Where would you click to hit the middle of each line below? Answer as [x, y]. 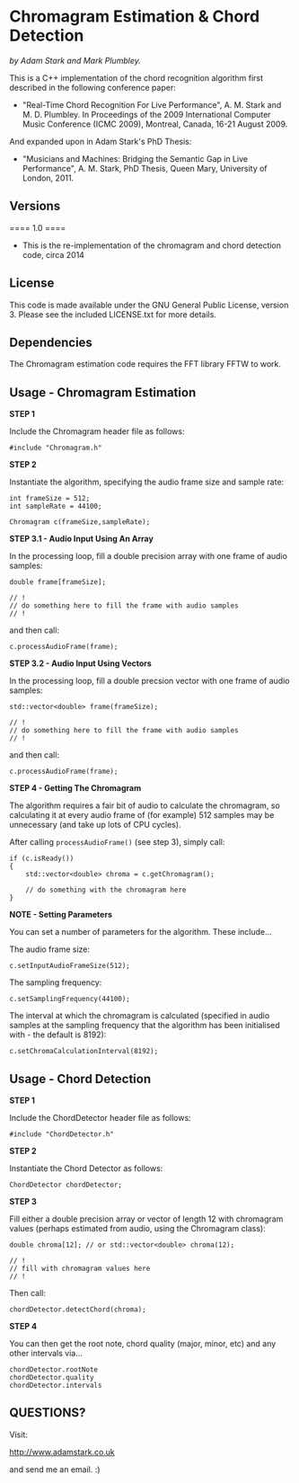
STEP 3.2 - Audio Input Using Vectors [81, 663]
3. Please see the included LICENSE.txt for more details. [113, 314]
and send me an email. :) [55, 1469]
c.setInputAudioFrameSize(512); [70, 966]
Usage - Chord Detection [80, 1079]
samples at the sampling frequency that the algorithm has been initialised [145, 1026]
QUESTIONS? [48, 1413]
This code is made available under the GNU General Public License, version [149, 305]
